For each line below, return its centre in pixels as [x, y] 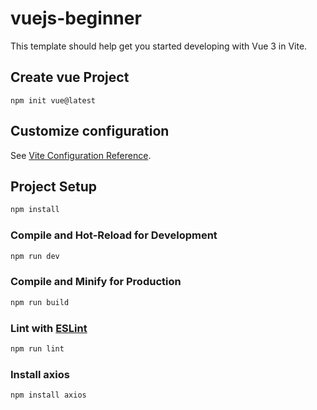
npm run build [40, 302]
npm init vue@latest [53, 100]
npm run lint [37, 348]
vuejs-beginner [76, 18]
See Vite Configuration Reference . [81, 155]
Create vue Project [70, 77]
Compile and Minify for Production [96, 282]
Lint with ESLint [49, 328]
